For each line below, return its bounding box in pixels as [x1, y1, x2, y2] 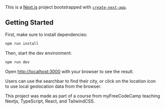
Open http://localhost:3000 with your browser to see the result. [5, 69, 134, 74]
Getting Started [5, 18, 54, 27]
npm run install [5, 41, 39, 46]
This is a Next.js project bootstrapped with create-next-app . [5, 4, 127, 10]
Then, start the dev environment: [5, 50, 72, 56]
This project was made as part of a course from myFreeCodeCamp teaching [5, 93, 161, 99]
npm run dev [5, 59, 30, 65]
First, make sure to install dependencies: [5, 32, 88, 37]
